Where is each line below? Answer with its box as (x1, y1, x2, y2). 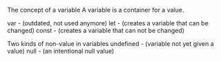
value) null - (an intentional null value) (7, 47, 115, 55)
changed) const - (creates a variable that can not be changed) (7, 27, 185, 34)
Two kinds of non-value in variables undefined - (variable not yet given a (7, 40, 214, 47)
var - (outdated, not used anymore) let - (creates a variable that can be (7, 19, 209, 27)
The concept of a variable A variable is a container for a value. (7, 6, 184, 14)
